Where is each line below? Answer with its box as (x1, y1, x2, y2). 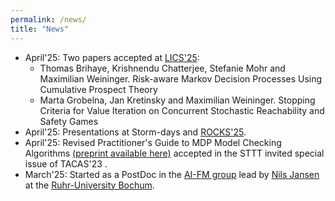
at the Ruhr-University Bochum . (24, 179, 155, 191)
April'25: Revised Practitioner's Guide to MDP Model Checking (24, 136, 282, 148)
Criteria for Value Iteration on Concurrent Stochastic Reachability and (39, 104, 325, 116)
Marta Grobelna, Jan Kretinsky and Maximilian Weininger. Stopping (39, 94, 316, 106)
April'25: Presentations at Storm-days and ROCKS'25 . (24, 126, 247, 138)
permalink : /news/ (10, 14, 87, 25)
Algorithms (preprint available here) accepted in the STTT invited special (24, 147, 325, 159)
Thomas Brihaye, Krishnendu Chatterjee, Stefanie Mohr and (39, 62, 286, 74)
